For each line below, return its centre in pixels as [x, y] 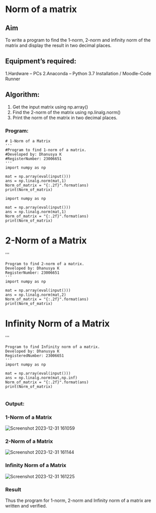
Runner [13, 79]
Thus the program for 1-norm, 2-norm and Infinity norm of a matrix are [78, 500]
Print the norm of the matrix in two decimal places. [65, 118]
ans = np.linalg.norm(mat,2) [36, 295]
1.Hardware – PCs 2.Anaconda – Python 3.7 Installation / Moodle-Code [78, 73]
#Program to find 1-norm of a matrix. [46, 150]
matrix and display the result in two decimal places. [58, 45]
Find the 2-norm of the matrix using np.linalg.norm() [66, 112]
